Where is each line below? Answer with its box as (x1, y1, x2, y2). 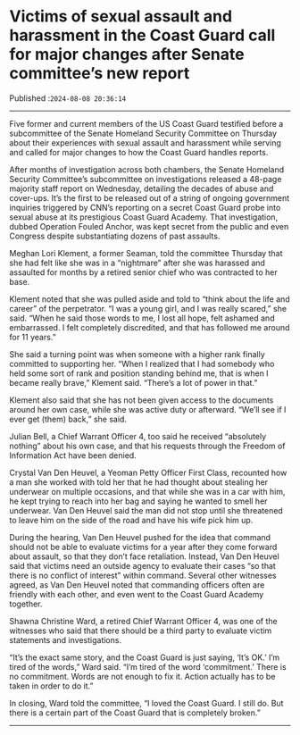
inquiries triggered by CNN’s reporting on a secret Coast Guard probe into (9, 202, 281, 213)
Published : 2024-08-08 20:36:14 (9, 92, 127, 104)
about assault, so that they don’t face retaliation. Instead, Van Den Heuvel (9, 551, 279, 562)
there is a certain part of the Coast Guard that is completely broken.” (9, 707, 261, 718)
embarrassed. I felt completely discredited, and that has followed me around (9, 322, 290, 332)
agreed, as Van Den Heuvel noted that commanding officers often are (9, 579, 265, 590)
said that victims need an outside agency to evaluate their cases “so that (9, 560, 277, 571)
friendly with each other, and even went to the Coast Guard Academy (9, 589, 264, 599)
